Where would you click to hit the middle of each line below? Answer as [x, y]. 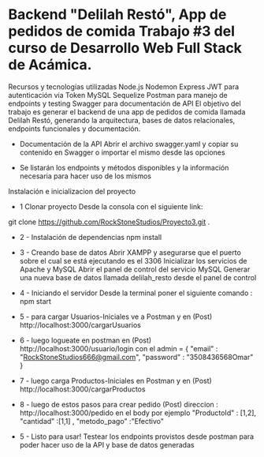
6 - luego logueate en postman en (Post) [86, 340]
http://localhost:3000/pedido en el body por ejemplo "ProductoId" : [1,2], [138, 413]
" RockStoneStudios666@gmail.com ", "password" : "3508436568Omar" [136, 357]
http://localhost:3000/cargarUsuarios [80, 324]
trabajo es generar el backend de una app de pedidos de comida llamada [127, 111]
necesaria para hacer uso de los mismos [86, 176]
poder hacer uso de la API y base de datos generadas [107, 444]
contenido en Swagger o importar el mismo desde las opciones [123, 152]
